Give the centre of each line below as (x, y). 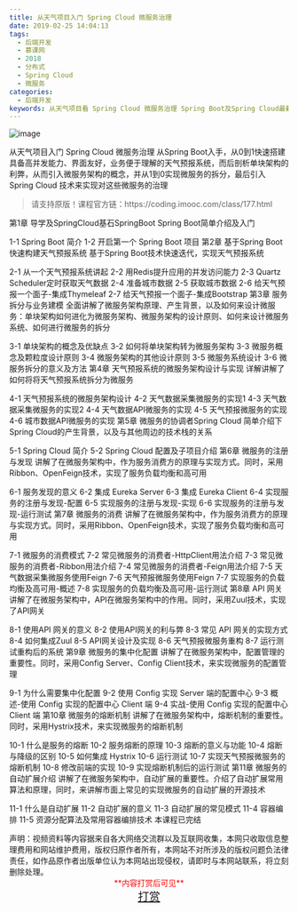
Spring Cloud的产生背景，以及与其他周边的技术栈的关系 (111, 432)
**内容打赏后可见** (149, 883)
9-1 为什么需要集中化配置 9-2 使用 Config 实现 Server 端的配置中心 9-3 (139, 693)
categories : (31, 92)
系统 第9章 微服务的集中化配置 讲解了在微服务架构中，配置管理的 (166, 652)
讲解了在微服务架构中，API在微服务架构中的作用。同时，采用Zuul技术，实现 (148, 600)
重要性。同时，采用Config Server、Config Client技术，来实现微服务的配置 (144, 663)
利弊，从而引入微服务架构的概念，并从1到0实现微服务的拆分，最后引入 (137, 174)
